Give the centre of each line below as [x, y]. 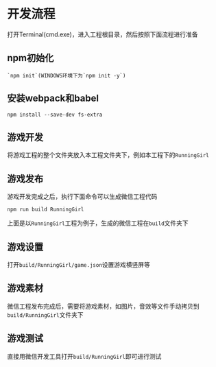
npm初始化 [31, 58]
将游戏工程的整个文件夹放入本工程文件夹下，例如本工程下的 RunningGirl [108, 155]
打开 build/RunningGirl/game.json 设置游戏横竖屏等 [79, 264]
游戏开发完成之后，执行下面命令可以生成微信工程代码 [82, 197]
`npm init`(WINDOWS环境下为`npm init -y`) [67, 75]
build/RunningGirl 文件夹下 [45, 315]
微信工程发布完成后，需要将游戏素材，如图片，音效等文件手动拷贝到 [103, 306]
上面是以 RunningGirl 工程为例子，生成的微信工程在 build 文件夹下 [98, 223]
